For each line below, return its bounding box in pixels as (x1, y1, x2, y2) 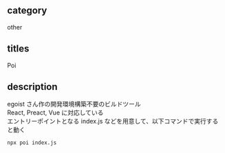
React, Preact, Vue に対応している (7, 108, 104, 117)
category (7, 5, 47, 16)
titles (7, 43, 30, 55)
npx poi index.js (7, 139, 57, 146)
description (7, 81, 58, 93)
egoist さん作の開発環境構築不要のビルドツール (7, 100, 141, 108)
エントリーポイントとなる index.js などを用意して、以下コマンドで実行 (7, 117, 206, 126)
